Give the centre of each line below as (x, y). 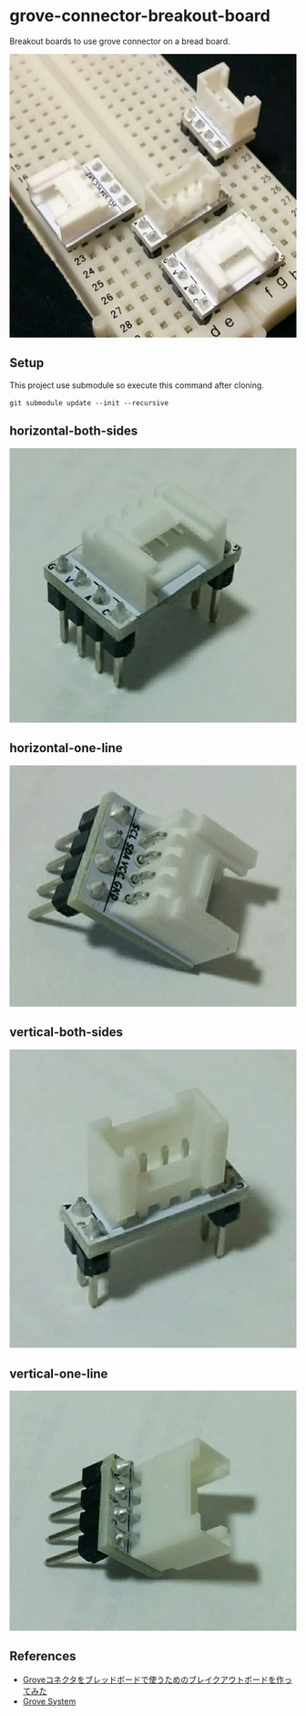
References (43, 1656)
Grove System (49, 1701)
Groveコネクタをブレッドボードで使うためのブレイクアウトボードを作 (153, 1679)
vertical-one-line (59, 1373)
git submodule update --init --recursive (89, 403)
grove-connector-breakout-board (140, 16)
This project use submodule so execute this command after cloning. (137, 385)
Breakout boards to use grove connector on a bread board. (120, 41)
